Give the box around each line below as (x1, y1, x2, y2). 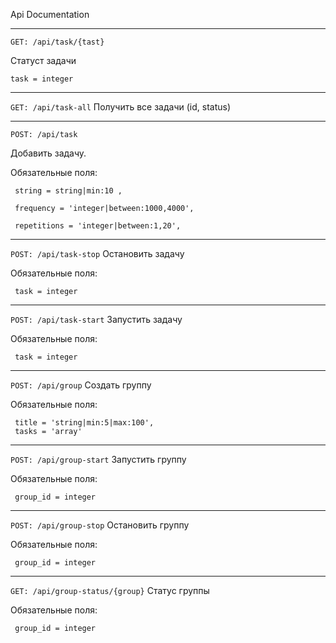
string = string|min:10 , (14, 186, 123, 196)
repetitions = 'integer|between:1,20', (14, 221, 182, 231)
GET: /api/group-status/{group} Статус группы (10, 585, 210, 596)
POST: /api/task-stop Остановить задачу (10, 248, 185, 259)
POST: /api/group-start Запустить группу (10, 454, 187, 465)
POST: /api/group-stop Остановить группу (10, 519, 190, 531)
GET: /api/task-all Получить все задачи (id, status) (10, 101, 232, 113)
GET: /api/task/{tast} (10, 37, 105, 47)
